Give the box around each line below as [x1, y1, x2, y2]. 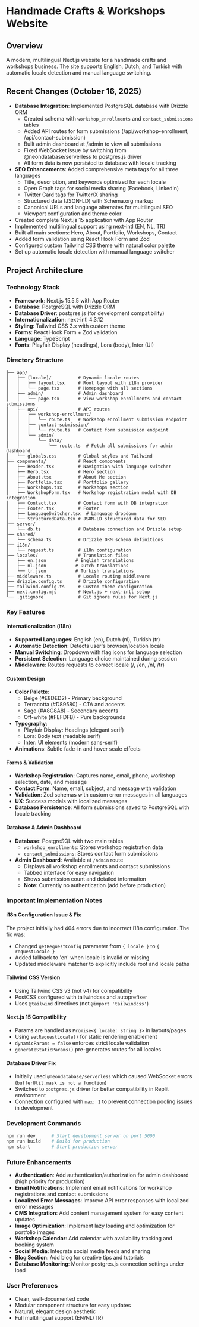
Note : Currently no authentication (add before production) [23, 881, 166, 888]
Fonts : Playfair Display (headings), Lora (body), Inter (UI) [14, 341, 154, 348]
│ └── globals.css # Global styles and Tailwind [6, 453, 153, 459]
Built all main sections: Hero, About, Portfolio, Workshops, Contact [14, 229, 177, 236]
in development [14, 1104, 53, 1112]
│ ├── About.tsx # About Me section [6, 474, 127, 480]
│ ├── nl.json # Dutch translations [6, 563, 129, 569]
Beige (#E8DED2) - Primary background [23, 695, 122, 702]
